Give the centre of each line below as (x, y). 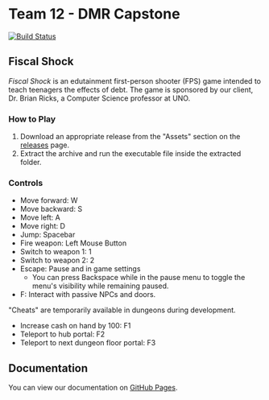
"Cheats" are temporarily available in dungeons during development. (122, 310)
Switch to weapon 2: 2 (57, 260)
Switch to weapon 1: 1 (56, 252)
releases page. (45, 145)
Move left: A (40, 217)
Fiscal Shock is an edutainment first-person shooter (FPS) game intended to (135, 80)
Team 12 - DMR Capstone (94, 14)
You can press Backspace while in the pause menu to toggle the (139, 278)
